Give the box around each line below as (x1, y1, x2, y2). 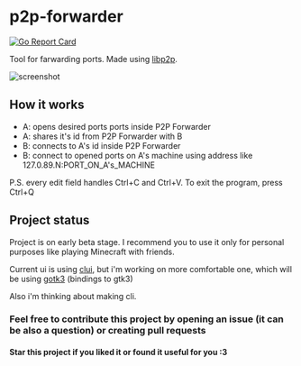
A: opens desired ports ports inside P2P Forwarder (22, 121, 212, 132)
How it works (9, 97, 85, 113)
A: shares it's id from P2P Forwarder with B (22, 131, 183, 142)
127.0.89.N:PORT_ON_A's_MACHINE (22, 160, 156, 170)
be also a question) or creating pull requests (9, 325, 206, 337)
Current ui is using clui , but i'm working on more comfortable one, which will (9, 263, 293, 274)
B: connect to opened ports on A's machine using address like (22, 150, 253, 160)
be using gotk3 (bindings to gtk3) (9, 273, 133, 284)
